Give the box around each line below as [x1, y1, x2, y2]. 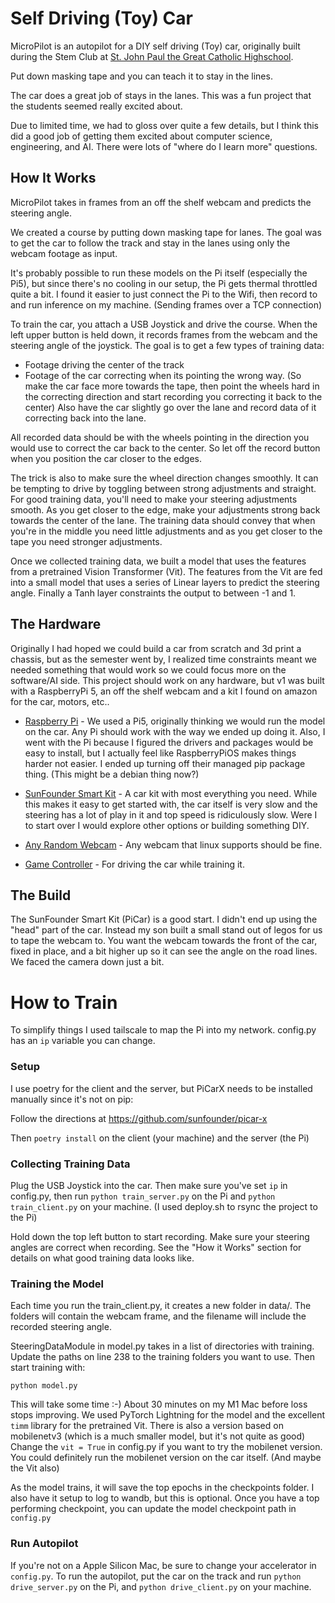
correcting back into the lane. [24, 412, 147, 424]
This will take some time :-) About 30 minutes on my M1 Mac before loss [10, 1398, 308, 1411]
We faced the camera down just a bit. [10, 956, 165, 968]
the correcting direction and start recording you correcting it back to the [24, 390, 323, 402]
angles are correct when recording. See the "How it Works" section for [10, 1241, 302, 1253]
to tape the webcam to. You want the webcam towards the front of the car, [10, 935, 318, 947]
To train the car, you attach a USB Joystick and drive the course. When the [10, 318, 318, 330]
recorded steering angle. [10, 1321, 112, 1333]
